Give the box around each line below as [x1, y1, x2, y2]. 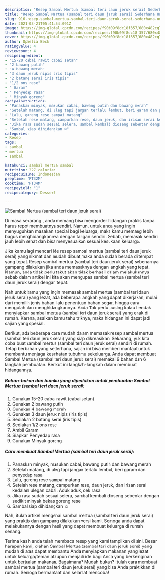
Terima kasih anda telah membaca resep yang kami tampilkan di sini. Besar [5, 538, 157, 544]
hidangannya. [5, 367, 33, 373]
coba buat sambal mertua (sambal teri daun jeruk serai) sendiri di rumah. [5, 341, 153, 346]
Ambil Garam [12, 427, 39, 433]
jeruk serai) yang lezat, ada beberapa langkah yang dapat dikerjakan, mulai [5, 294, 157, 300]
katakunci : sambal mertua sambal [5, 163, 74, 168]
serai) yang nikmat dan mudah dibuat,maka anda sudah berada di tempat [5, 253, 153, 259]
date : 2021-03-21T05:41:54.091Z [5, 21, 71, 26]
